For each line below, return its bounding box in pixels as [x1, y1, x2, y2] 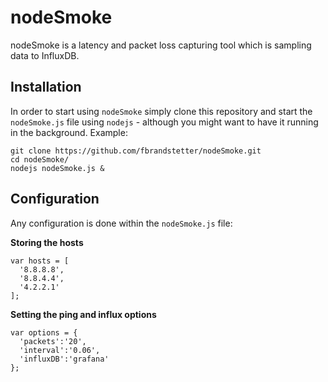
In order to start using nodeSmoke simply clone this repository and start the [10, 105, 313, 117]
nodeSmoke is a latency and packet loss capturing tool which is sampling [10, 39, 312, 51]
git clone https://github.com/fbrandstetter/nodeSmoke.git [10, 146, 262, 156]
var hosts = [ [10, 256, 70, 266]
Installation [10, 79, 82, 96]
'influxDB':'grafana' [19, 354, 110, 364]
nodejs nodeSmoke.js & [10, 163, 105, 173]
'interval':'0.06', [19, 345, 101, 355]
